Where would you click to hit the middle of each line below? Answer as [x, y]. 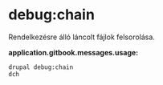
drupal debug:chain [41, 67]
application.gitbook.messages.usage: [73, 52]
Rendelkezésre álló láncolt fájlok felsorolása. [81, 37]
